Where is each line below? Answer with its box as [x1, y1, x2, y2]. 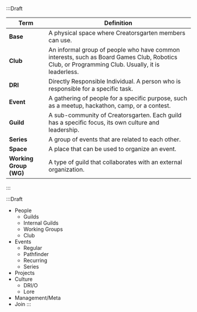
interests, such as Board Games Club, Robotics [48, 53, 178, 61]
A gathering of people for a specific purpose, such [48, 94, 188, 102]
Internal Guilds [23, 220, 59, 226]
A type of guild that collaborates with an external [48, 158, 182, 166]
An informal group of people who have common [48, 46, 180, 53]
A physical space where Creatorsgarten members [48, 29, 186, 37]
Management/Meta [14, 294, 61, 301]
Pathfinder [23, 251, 49, 257]
